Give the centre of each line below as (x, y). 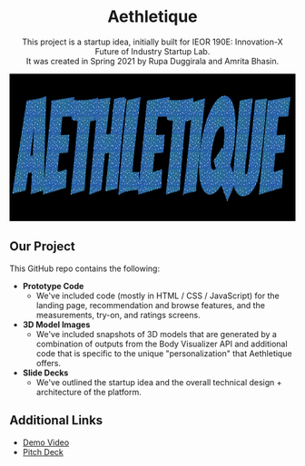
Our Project (42, 247)
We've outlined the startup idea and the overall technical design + (159, 382)
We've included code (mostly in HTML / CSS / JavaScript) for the (157, 296)
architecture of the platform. (89, 392)
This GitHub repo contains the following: (85, 268)
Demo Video (46, 442)
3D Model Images (56, 325)
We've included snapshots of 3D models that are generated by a (156, 334)
